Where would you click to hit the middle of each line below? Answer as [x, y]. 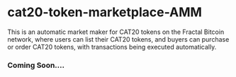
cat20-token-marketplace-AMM [105, 12]
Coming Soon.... [36, 65]
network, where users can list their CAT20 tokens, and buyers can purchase [118, 39]
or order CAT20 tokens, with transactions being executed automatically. [112, 47]
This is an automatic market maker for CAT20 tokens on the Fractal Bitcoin [116, 32]
